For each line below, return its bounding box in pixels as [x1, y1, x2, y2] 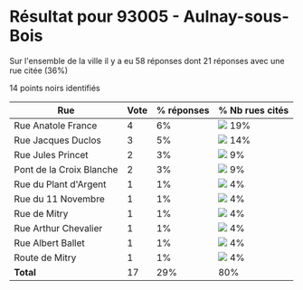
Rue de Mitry [14, 207, 69, 220]
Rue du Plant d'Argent [14, 178, 107, 191]
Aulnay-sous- [183, 6, 289, 27]
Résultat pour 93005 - [9, 6, 180, 27]
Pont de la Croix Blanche [14, 163, 118, 175]
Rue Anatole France [14, 119, 98, 132]
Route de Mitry [14, 251, 77, 264]
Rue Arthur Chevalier [14, 221, 103, 234]
